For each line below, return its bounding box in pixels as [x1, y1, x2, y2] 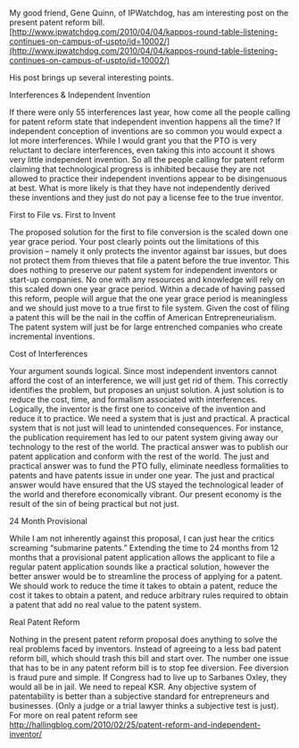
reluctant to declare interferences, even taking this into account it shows [9, 145, 275, 155]
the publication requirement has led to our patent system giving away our [9, 432, 278, 443]
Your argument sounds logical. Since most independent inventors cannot [9, 366, 278, 376]
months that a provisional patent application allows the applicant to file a [9, 553, 275, 562]
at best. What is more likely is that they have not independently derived [9, 183, 270, 193]
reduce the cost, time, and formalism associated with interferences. [9, 395, 258, 404]
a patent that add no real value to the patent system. [9, 600, 202, 610]
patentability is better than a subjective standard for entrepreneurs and [9, 691, 270, 702]
